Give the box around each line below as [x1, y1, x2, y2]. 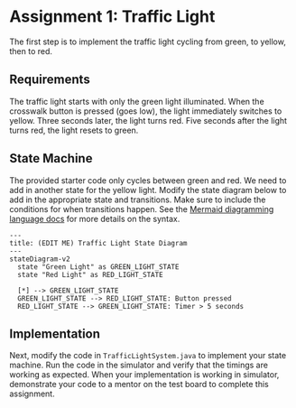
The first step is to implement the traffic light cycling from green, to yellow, [9, 36, 286, 47]
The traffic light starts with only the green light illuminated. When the [9, 96, 264, 107]
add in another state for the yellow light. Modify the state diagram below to [9, 184, 287, 195]
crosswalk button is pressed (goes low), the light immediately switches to [9, 106, 282, 116]
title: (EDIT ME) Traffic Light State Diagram [9, 238, 188, 247]
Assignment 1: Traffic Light [9, 6, 216, 27]
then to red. [9, 45, 52, 56]
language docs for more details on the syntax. [9, 213, 180, 224]
